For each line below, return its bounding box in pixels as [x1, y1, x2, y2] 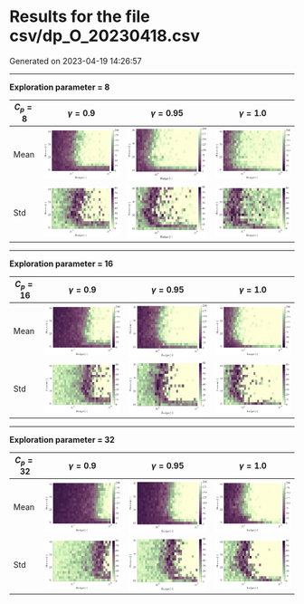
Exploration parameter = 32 [9, 435, 115, 446]
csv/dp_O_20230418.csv [9, 25, 201, 46]
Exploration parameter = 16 [9, 258, 114, 269]
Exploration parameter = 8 [9, 81, 110, 92]
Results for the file [9, 6, 151, 27]
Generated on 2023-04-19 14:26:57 [9, 55, 142, 66]
